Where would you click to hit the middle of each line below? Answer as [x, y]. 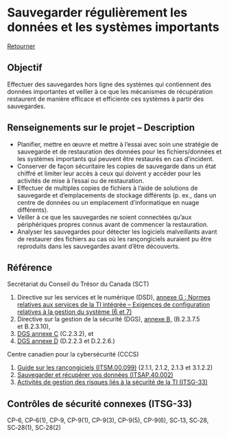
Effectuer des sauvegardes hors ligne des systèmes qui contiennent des [109, 84]
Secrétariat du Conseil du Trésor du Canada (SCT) [78, 284]
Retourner [21, 46]
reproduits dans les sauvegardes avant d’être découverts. [98, 246]
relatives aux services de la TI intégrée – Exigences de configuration [113, 305]
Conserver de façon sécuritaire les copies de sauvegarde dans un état [117, 166]
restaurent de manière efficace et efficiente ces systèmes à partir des [106, 99]
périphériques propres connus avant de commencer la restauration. [112, 224]
